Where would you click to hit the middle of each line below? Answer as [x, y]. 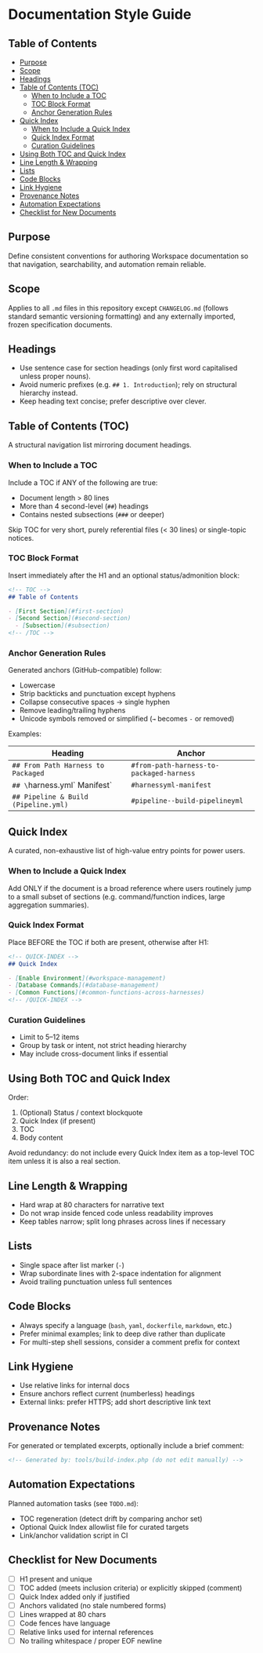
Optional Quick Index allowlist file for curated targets [104, 1527]
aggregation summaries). [49, 905]
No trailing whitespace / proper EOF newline [91, 1641]
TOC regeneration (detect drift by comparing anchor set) [111, 1518]
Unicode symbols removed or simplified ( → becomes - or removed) [127, 719]
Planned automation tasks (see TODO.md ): [74, 1503]
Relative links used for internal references [86, 1632]
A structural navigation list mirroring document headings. [100, 445]
